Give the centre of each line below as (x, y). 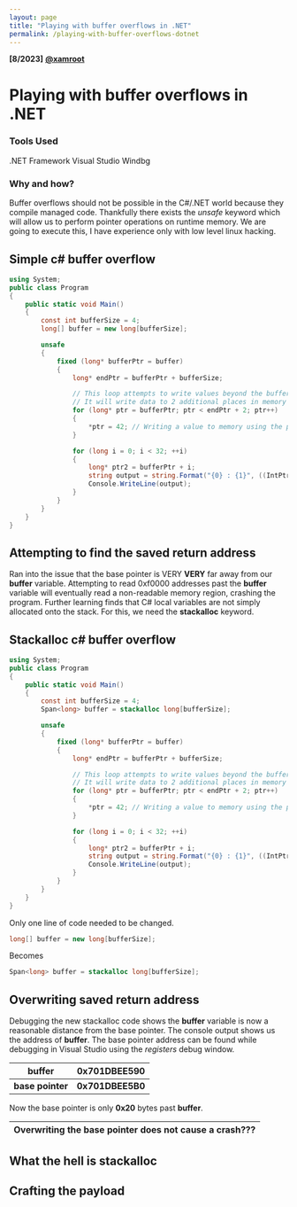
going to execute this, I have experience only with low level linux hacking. (143, 231)
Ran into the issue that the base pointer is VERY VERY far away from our (141, 574)
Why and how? (42, 183)
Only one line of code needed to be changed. (91, 923)
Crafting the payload (67, 1191)
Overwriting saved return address (104, 999)
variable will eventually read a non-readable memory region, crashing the (143, 593)
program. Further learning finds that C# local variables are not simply (135, 603)
